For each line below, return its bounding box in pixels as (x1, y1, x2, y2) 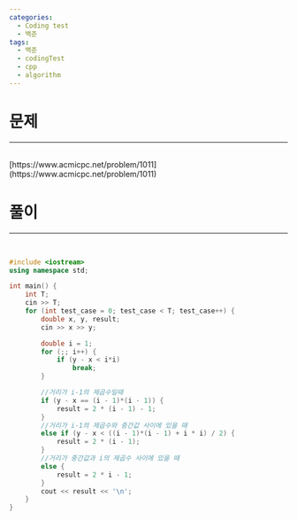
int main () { (9, 282, 57, 291)
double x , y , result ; (41, 314, 121, 323)
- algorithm (17, 71, 62, 80)
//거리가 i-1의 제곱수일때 (41, 388, 124, 397)
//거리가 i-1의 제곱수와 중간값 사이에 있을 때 (41, 421, 187, 430)
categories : (9, 12, 53, 22)
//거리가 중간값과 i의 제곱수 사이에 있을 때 (41, 454, 179, 462)
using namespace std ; (9, 266, 89, 275)
